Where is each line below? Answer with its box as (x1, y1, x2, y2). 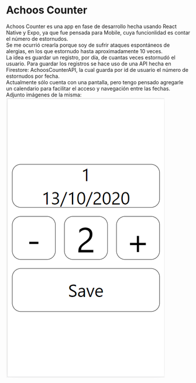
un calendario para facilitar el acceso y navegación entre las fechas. (6, 85, 171, 92)
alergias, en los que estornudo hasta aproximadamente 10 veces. (6, 47, 163, 54)
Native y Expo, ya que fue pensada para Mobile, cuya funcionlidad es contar (6, 29, 191, 36)
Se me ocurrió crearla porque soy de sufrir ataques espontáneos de (6, 42, 170, 49)
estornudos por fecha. (6, 73, 60, 80)
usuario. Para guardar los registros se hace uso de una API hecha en (6, 60, 171, 67)
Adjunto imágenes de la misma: (6, 91, 82, 98)
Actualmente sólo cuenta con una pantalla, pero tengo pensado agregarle (6, 78, 184, 85)
